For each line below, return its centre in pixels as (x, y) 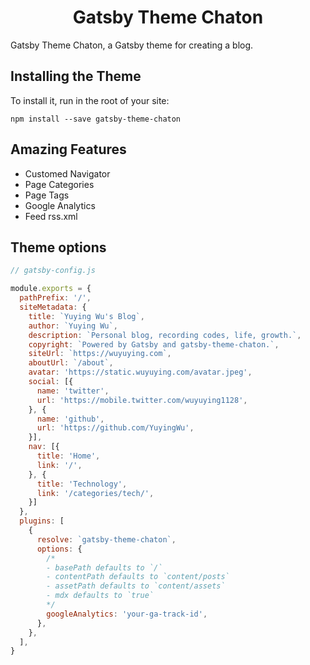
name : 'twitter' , (73, 391)
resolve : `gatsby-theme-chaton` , (106, 539)
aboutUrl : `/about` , (71, 363)
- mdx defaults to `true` (100, 596)
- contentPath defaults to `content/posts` (138, 577)
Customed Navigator (67, 173)
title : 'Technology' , (82, 484)
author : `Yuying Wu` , (73, 326)
